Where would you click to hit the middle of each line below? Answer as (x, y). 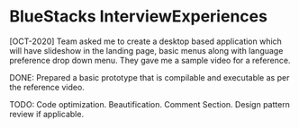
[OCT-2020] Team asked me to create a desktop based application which (145, 41)
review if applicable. (46, 114)
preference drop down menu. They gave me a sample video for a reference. (150, 60)
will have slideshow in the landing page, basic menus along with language (146, 50)
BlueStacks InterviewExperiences (139, 17)
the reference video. (47, 87)
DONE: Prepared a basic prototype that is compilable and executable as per (149, 77)
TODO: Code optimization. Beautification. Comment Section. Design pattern (150, 104)
